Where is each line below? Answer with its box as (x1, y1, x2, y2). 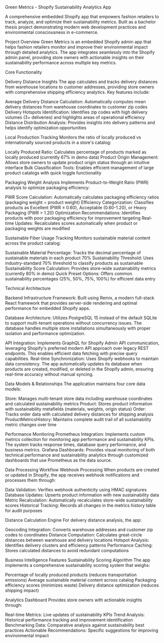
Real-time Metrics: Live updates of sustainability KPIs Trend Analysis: (5, 612, 145, 617)
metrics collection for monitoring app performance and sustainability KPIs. (5, 437, 155, 442)
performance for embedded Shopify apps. (5, 306, 91, 311)
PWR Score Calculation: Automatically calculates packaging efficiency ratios (5, 194, 159, 200)
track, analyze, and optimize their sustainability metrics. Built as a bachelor (5, 19, 156, 25)
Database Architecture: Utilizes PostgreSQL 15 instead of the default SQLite (5, 315, 158, 321)
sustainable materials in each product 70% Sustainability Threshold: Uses (5, 255, 154, 261)
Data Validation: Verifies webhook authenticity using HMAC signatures (5, 487, 147, 493)
